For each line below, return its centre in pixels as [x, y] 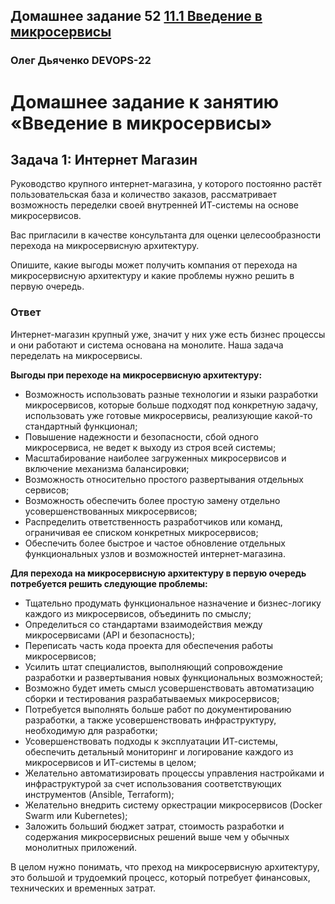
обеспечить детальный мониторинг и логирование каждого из [159, 751]
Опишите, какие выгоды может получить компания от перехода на [154, 265]
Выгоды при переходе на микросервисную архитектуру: [136, 375]
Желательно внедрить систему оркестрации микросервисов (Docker [173, 805]
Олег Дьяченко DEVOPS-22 [81, 61]
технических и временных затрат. [83, 888]
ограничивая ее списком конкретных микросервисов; [141, 532]
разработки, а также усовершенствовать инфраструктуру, [150, 720]
